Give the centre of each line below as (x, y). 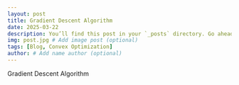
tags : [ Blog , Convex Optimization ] (60, 47)
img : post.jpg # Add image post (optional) (73, 40)
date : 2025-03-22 (33, 27)
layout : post (27, 14)
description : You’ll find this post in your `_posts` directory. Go (111, 34)
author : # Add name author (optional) (65, 54)
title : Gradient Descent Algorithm (60, 21)
